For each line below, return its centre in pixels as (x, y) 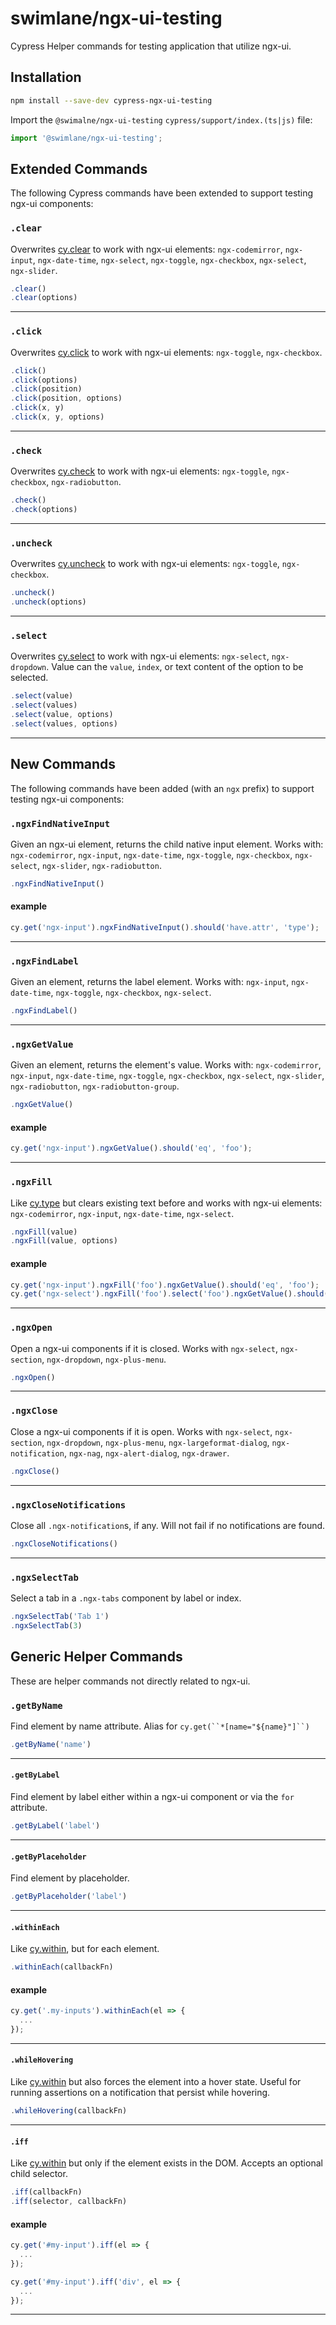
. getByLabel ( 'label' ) (55, 1826)
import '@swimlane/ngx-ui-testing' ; (86, 138)
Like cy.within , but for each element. (85, 1949)
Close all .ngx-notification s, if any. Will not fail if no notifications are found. (168, 1525)
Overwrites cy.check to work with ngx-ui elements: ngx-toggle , (140, 471)
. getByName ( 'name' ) (51, 1744)
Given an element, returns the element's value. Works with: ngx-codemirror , (166, 1065)
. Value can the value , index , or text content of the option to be (175, 667)
